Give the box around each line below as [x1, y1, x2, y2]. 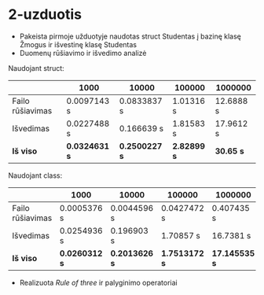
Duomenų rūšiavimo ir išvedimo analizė [19, 48, 147, 57]
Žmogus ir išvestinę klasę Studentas [19, 39, 137, 49]
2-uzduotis [8, 6, 82, 24]
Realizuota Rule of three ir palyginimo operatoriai [19, 278, 178, 287]
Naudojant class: [8, 171, 63, 180]
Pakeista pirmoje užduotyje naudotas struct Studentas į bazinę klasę [19, 31, 242, 41]
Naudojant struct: [8, 63, 64, 72]
